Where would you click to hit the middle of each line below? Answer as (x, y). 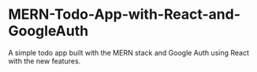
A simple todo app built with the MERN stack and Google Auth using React (129, 52)
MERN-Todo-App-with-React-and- (125, 14)
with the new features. (45, 61)
